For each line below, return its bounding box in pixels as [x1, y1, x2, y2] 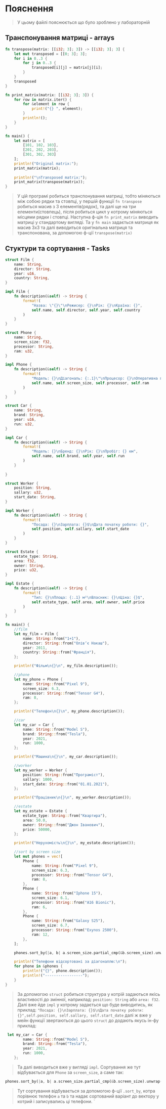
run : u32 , [14, 421, 35, 427]
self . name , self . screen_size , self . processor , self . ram [31, 380, 149, 386]
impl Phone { [5, 362, 32, 367]
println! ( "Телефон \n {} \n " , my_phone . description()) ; [14, 709, 125, 714]
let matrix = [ [14, 138, 45, 143]
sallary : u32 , [14, 490, 43, 495]
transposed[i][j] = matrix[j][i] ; [31, 65, 103, 70]
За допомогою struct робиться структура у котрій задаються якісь [17, 991, 161, 997]
